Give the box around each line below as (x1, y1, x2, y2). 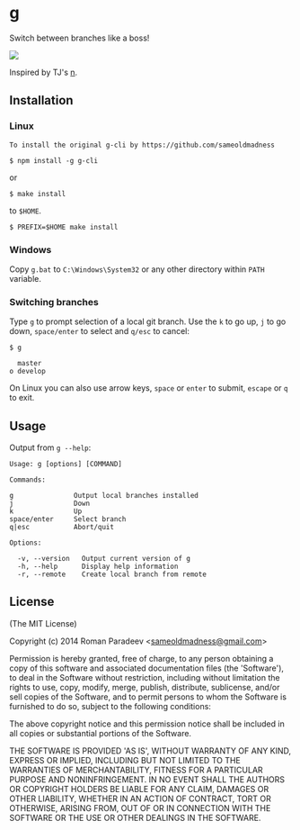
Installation (9, 93, 74, 108)
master (17, 359, 42, 368)
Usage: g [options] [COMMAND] (9, 460, 123, 469)
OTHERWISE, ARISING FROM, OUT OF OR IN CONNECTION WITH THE (9, 802, 271, 813)
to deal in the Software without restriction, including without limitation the (9, 672, 280, 682)
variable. (9, 273, 42, 284)
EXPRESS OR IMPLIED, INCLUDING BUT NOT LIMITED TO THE (9, 754, 241, 765)
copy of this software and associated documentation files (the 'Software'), (9, 663, 285, 673)
